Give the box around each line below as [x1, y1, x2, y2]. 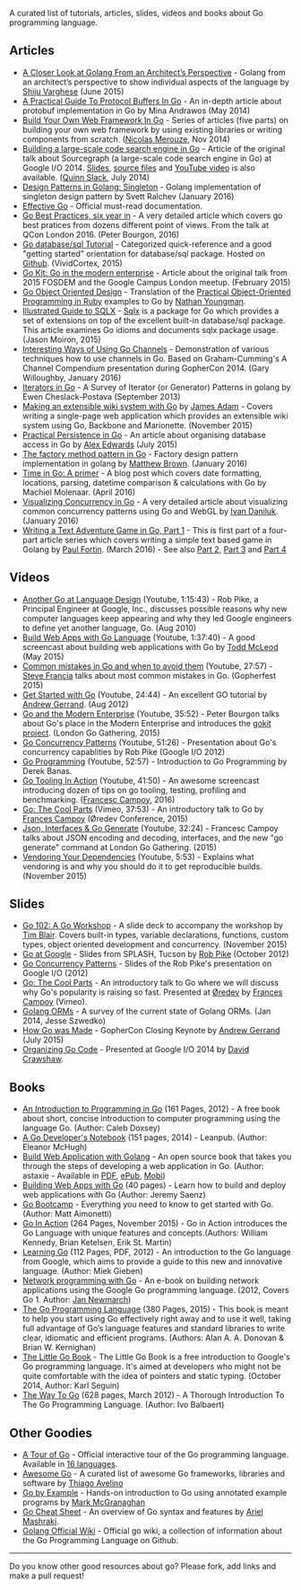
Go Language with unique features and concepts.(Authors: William [21, 1227, 269, 1238]
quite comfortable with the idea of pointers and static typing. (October [21, 1371, 282, 1382]
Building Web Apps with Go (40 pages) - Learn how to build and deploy [21, 1180, 287, 1190]
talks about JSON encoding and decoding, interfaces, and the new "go [21, 832, 284, 843]
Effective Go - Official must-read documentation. [21, 200, 203, 211]
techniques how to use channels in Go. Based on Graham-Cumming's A [21, 353, 288, 364]
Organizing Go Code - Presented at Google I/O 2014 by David [21, 1044, 249, 1055]
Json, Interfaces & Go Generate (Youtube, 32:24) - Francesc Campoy [21, 822, 279, 833]
